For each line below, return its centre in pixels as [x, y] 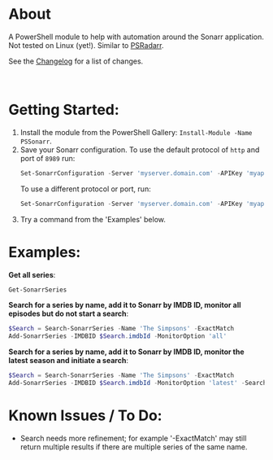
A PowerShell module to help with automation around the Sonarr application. [136, 37]
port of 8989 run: [48, 158]
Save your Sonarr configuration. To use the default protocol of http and [140, 149]
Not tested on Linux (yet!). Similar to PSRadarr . [86, 45]
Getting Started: [64, 110]
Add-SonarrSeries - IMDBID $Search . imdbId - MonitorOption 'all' [118, 336]
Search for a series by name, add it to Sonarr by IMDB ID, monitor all [125, 305]
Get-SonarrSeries [38, 290]
